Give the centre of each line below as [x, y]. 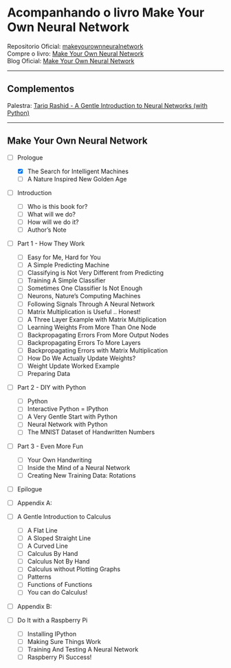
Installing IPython [52, 634]
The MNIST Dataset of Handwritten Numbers [91, 432]
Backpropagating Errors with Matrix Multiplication [98, 350]
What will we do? [52, 214]
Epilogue [30, 489]
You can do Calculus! [57, 592]
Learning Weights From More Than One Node [92, 327]
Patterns [39, 577]
